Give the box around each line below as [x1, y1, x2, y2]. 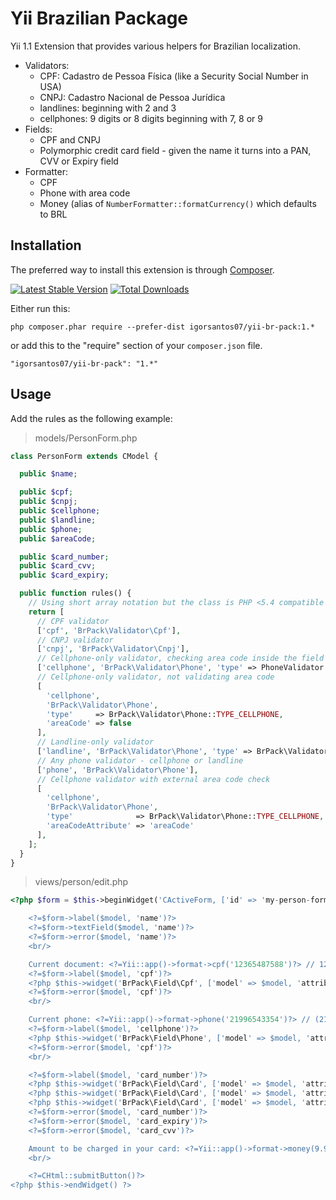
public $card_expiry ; [19, 570, 110, 581]
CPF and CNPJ [39, 133, 101, 146]
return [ [28, 607, 65, 617]
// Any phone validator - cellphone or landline [36, 755, 244, 766]
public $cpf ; [19, 487, 74, 497]
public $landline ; [19, 515, 97, 525]
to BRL [39, 208, 68, 220]
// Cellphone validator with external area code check [36, 774, 271, 784]
